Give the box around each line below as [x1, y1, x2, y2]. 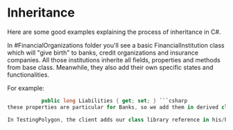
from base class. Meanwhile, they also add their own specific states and [7, 63, 214, 71]
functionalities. [7, 71, 50, 79]
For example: [7, 84, 45, 92]
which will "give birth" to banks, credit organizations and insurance [7, 48, 199, 57]
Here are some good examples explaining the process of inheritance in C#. [7, 28, 221, 36]
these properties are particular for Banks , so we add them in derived [7, 104, 218, 111]
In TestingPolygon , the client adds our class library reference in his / [7, 116, 225, 123]
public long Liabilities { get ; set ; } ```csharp [41, 97, 188, 104]
